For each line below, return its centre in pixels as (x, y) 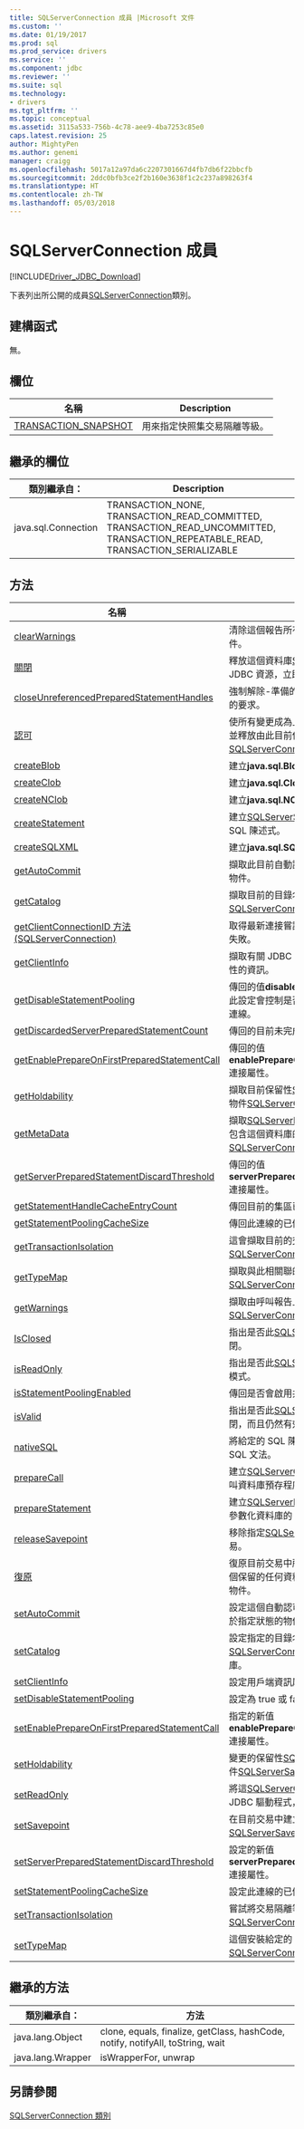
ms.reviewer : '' (40, 77)
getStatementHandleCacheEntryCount (96, 1206)
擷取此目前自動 (261, 864)
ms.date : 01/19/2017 (48, 34)
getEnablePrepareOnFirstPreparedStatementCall (117, 1060)
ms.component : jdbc (46, 69)
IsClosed (33, 1339)
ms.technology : (38, 93)
